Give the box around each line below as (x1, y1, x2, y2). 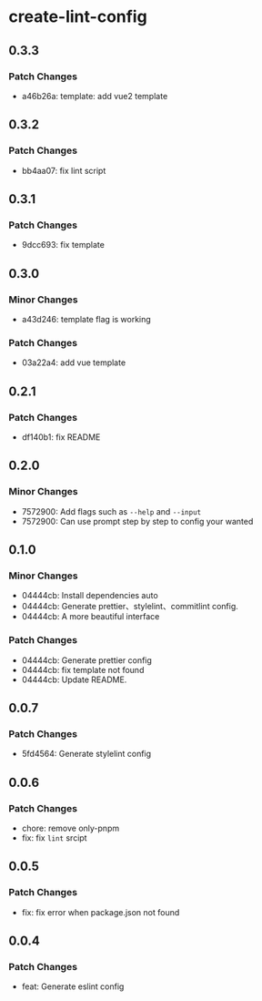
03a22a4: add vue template (21, 357, 126, 368)
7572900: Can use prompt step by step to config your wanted (21, 516, 254, 526)
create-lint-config (8, 6, 147, 27)
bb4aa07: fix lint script (21, 165, 106, 176)
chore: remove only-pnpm (21, 822, 120, 833)
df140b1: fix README (21, 431, 101, 443)
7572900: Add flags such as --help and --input (21, 506, 202, 516)
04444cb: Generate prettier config (21, 654, 152, 666)
